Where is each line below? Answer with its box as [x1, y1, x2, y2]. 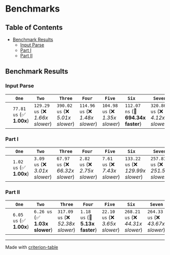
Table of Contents [5, 23, 63, 32]
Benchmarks [5, 3, 60, 15]
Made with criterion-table [5, 244, 58, 250]
